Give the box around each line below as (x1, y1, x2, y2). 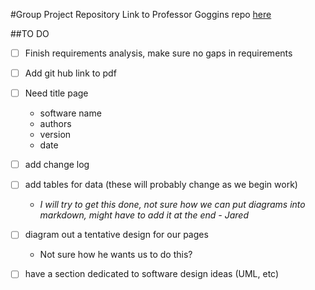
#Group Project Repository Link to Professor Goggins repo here (10, 9, 272, 20)
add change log (24, 159, 90, 171)
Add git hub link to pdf (24, 67, 117, 79)
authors (39, 118, 72, 130)
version (39, 129, 72, 141)
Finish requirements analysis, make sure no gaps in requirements (24, 47, 293, 59)
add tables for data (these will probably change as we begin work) (24, 179, 298, 191)
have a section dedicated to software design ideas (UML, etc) (24, 268, 280, 280)
